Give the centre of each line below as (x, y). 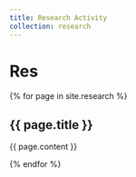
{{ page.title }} (51, 125)
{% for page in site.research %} (69, 96)
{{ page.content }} (44, 147)
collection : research (50, 26)
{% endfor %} (35, 164)
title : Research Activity (58, 18)
